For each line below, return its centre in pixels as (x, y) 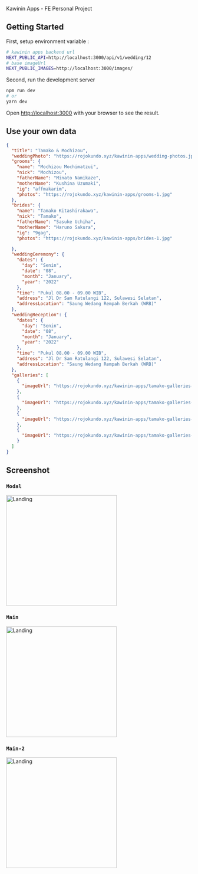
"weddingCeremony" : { (38, 254)
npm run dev (21, 91)
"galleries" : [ (30, 375)
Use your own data (41, 131)
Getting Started (35, 27)
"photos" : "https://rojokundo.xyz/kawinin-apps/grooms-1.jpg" (95, 194)
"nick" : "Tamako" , (39, 217)
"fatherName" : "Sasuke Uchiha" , (56, 222)
